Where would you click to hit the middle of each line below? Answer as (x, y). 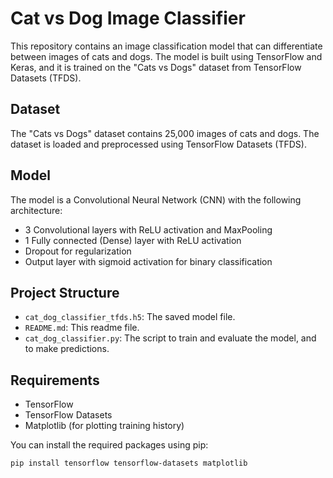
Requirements (55, 380)
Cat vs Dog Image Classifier (128, 18)
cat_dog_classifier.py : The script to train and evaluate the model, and (170, 338)
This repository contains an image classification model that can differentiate (166, 46)
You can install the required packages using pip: (109, 445)
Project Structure (65, 292)
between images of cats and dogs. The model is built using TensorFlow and (166, 56)
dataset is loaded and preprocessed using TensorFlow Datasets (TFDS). (158, 144)
